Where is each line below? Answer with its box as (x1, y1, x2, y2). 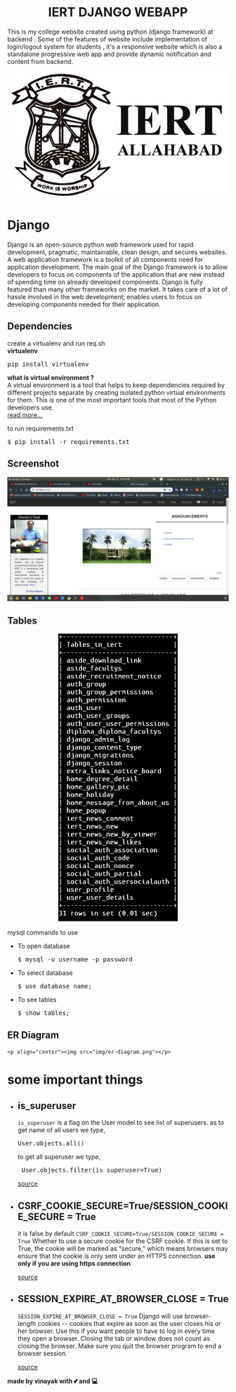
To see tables (17, 995, 57, 1004)
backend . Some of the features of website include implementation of (7, 34, 208, 43)
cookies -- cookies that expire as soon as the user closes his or (37, 1319, 221, 1327)
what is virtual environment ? (7, 373, 95, 381)
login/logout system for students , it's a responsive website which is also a (7, 42, 223, 51)
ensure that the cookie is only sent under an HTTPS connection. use (17, 1252, 216, 1260)
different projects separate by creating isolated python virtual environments (7, 388, 226, 397)
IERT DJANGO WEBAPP (48, 4, 188, 20)
